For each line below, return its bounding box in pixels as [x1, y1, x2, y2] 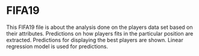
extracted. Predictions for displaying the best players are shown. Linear [6, 36, 184, 43]
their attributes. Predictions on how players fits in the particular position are [6, 30, 194, 37]
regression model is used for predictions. [6, 43, 109, 50]
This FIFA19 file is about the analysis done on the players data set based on [6, 23, 193, 31]
